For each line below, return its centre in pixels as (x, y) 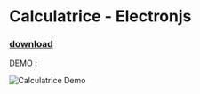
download (31, 44)
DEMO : (23, 63)
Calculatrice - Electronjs (100, 16)
